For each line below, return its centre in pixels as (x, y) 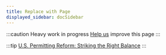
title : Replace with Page (38, 12)
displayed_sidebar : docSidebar (45, 17)
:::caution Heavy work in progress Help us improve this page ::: (83, 34)
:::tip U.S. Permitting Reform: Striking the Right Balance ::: (76, 46)
